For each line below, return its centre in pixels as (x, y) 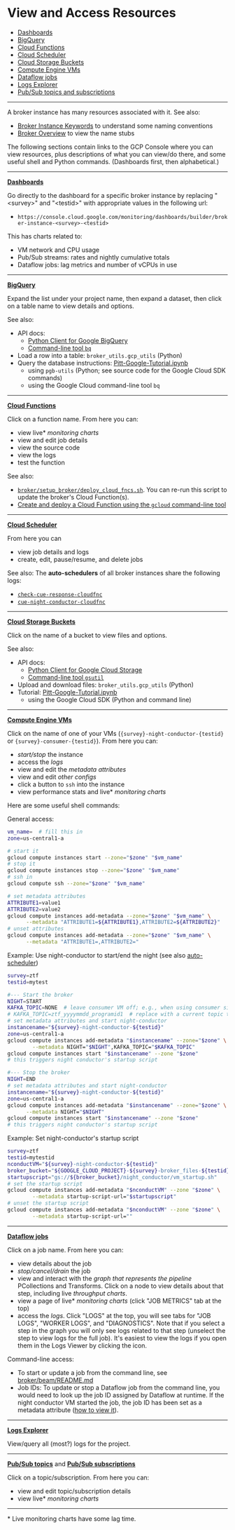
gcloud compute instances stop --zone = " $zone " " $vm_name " (93, 871)
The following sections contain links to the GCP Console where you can (110, 147)
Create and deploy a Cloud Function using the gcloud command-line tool (122, 504)
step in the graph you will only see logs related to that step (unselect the (121, 1330)
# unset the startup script (48, 1203)
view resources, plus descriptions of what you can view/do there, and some (116, 154)
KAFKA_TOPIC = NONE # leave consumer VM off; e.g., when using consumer (114, 1008)
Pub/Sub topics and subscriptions (66, 92)
